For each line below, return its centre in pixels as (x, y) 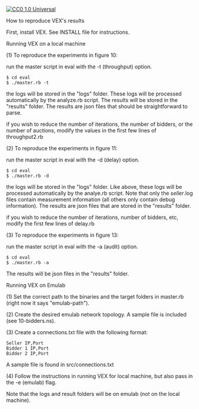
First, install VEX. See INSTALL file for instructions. (68, 32)
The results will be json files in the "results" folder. (68, 274)
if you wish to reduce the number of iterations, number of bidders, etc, (92, 217)
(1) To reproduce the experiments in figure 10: (62, 55)
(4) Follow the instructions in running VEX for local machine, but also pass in (99, 376)
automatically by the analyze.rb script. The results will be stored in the (92, 100)
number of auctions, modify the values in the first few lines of (81, 130)
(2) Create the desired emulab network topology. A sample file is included (97, 314)
